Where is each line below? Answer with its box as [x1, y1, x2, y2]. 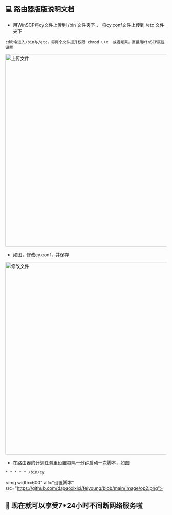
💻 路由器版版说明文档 [5, 5, 75, 14]
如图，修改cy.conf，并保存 [12, 251, 69, 258]
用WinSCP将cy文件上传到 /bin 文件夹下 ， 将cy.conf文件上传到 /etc [12, 22, 155, 28]
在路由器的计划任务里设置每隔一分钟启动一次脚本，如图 [12, 459, 130, 466]
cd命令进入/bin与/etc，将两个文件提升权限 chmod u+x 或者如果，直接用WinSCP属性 [5, 39, 165, 45]
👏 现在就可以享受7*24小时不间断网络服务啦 [5, 501, 143, 510]
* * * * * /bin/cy [5, 469, 45, 475]
